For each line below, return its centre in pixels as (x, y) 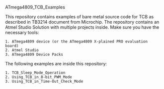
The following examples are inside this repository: (56, 64)
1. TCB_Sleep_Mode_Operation (35, 73)
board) (12, 46)
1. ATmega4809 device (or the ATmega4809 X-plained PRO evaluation (77, 42)
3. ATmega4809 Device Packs (34, 54)
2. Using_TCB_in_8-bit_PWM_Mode (39, 77)
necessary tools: (22, 32)
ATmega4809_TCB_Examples (35, 7)
